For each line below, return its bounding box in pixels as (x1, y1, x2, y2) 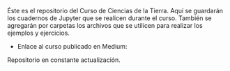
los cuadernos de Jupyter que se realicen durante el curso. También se (7, 14, 212, 22)
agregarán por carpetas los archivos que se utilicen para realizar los (7, 22, 204, 29)
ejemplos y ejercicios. (7, 29, 70, 37)
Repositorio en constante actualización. (7, 56, 121, 64)
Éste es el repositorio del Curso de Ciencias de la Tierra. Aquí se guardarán (7, 7, 224, 15)
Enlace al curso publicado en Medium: (17, 42, 128, 50)
